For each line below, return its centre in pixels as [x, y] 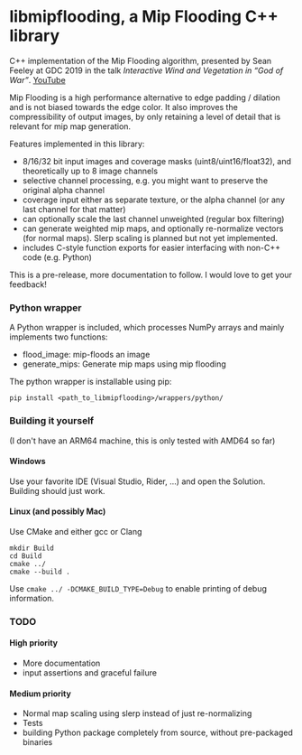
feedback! [28, 284]
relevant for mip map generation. [70, 126]
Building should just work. [57, 490]
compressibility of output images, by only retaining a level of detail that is [145, 117]
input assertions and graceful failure [90, 673]
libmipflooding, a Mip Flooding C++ [144, 17]
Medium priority [41, 694]
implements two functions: [59, 337]
